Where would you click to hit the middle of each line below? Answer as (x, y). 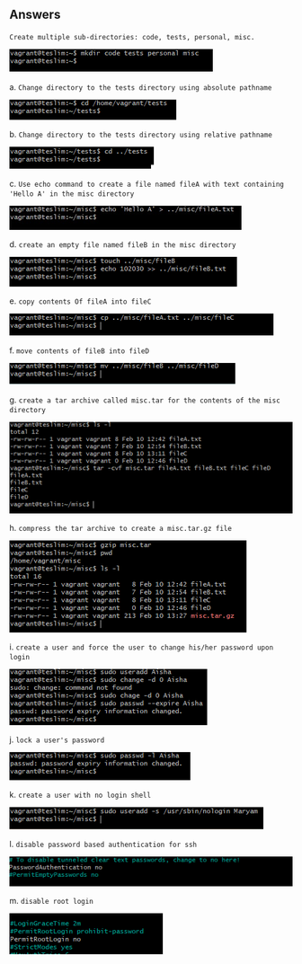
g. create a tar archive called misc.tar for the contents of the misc (145, 400)
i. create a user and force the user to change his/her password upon (142, 647)
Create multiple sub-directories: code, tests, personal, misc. (132, 37)
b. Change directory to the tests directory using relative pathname (141, 134)
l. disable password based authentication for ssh (103, 844)
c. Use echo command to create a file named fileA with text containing (147, 183)
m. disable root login (52, 900)
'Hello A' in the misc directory (72, 194)
